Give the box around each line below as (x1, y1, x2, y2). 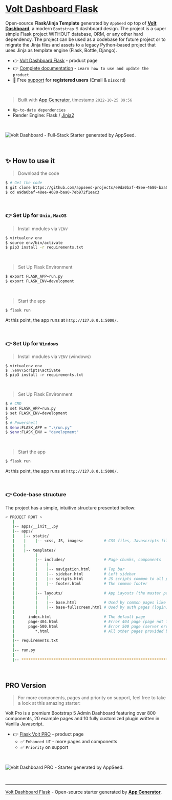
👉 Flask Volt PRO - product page (12, 731, 84, 737)
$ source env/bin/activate (5, 240, 63, 246)
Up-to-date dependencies (12, 107, 66, 113)
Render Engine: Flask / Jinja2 (12, 112, 75, 118)
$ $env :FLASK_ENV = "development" (5, 430, 79, 435)
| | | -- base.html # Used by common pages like (12, 600, 166, 605)
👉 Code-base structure (5, 491, 67, 498)
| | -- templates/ (12, 548, 56, 553)
